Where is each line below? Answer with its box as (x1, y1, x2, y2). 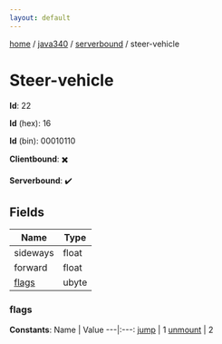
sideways (14, 247, 54, 260)
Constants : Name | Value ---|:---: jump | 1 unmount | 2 (9, 324, 214, 335)
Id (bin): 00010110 (9, 135, 76, 146)
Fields (9, 204, 45, 220)
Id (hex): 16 (9, 117, 52, 128)
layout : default (9, 13, 71, 23)
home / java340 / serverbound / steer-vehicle (9, 38, 179, 49)
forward (14, 261, 48, 274)
